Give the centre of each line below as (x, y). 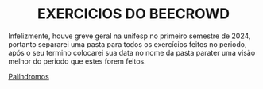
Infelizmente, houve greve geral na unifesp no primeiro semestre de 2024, (130, 36)
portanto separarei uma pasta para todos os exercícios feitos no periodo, (128, 44)
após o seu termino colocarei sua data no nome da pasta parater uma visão (132, 52)
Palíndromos (29, 76)
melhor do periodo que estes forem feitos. (77, 61)
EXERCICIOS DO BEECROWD (133, 14)
